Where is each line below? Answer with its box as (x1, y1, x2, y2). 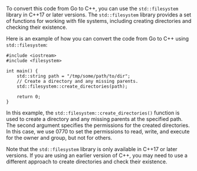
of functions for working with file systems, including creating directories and (6, 18, 192, 24)
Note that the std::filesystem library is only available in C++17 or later (6, 146, 178, 152)
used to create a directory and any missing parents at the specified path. (6, 116, 183, 122)
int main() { (6, 68, 38, 74)
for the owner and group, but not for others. (6, 135, 113, 141)
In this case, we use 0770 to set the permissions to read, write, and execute (6, 128, 190, 135)
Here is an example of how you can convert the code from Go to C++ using (6, 35, 189, 42)
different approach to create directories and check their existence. (6, 158, 168, 165)
